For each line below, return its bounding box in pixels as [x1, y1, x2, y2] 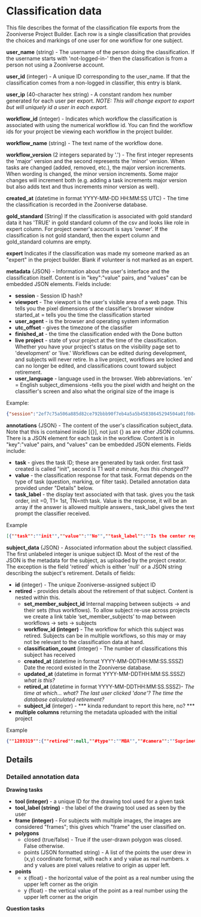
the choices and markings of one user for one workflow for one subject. [6, 37, 184, 44]
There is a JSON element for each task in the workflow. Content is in [6, 434, 175, 441]
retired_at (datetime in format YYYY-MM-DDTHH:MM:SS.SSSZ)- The [23, 683, 194, 690]
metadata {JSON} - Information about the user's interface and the [6, 267, 170, 275]
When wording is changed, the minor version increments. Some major [6, 170, 178, 178]
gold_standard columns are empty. [6, 238, 92, 245]
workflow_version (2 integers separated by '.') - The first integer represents [6, 151, 193, 158]
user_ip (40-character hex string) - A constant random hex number [6, 91, 172, 98]
